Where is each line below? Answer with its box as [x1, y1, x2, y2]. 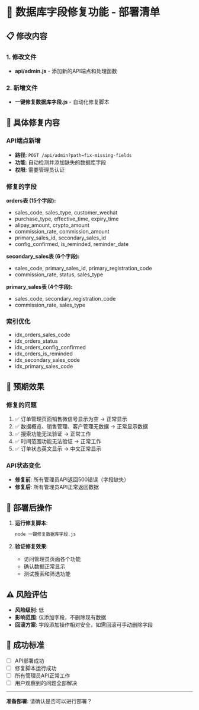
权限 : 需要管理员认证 [14, 166, 65, 173]
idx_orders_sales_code [14, 331, 70, 339]
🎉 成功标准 [6, 640, 44, 651]
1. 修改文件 [6, 53, 37, 61]
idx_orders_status [14, 337, 58, 345]
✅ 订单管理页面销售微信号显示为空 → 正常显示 [14, 415, 127, 422]
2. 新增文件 [6, 84, 38, 92]
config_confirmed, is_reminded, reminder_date [14, 241, 129, 248]
